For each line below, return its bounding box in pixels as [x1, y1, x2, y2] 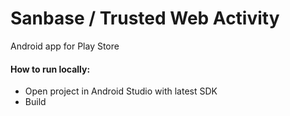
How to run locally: [10, 63, 91, 75]
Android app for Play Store [10, 40, 120, 52]
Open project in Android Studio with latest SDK [24, 85, 218, 97]
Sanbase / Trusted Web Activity [10, 7, 280, 30]
